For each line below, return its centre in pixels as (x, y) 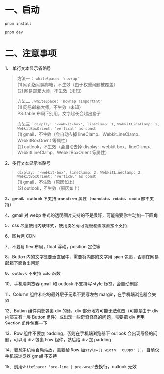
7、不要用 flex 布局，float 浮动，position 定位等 (53, 246)
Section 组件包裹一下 (26, 323)
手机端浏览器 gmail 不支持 (31, 356)
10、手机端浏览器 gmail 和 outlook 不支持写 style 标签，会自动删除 (72, 284)
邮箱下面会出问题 (22, 263)
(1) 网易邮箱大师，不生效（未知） (50, 107)
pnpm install (18, 23)
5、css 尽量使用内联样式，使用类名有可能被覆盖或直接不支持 (66, 225)
